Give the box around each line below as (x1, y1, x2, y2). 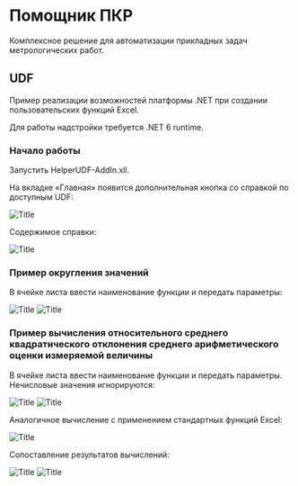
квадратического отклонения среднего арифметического (9, 338, 279, 351)
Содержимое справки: (9, 227, 97, 238)
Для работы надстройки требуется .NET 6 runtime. (9, 121, 205, 132)
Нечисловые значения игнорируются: (9, 379, 155, 390)
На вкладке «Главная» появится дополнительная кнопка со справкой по (9, 182, 289, 193)
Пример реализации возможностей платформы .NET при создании (9, 94, 267, 105)
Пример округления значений (9, 266, 150, 279)
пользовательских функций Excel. (9, 104, 139, 115)
